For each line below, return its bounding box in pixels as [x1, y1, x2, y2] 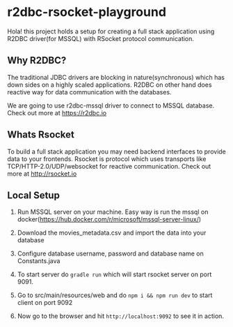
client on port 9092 [17, 299, 73, 307]
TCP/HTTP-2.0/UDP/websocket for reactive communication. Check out [7, 162, 211, 170]
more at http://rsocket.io [7, 169, 77, 178]
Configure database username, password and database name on [17, 249, 204, 258]
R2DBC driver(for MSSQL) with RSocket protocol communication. [7, 34, 195, 42]
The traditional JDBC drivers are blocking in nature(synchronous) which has [7, 73, 225, 81]
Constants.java [17, 257, 61, 265]
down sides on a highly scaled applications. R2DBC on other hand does [7, 81, 212, 89]
